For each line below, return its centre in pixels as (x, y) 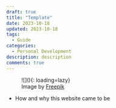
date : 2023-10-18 (28, 23)
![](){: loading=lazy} (46, 80)
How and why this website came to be (63, 98)
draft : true (21, 12)
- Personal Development (41, 52)
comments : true (25, 62)
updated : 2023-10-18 (32, 29)
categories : (21, 46)
